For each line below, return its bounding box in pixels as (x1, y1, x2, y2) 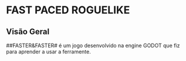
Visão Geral (6, 27, 50, 37)
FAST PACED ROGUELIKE (6, 3, 130, 17)
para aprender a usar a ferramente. (6, 48, 91, 55)
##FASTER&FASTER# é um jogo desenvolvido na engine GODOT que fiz (6, 42, 180, 49)
